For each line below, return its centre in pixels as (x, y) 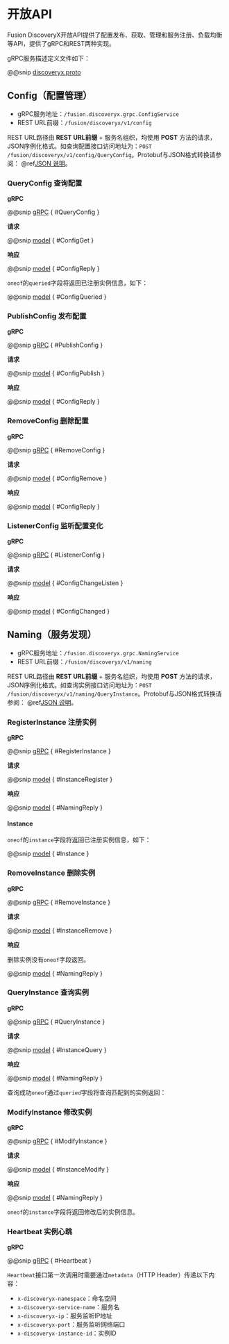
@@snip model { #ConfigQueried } (57, 297)
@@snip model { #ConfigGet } (51, 240)
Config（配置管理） (50, 96)
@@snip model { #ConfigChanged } (59, 611)
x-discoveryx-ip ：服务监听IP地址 (65, 1316)
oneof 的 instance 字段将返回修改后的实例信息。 (73, 1212)
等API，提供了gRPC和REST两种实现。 (61, 43)
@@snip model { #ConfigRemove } (57, 478)
